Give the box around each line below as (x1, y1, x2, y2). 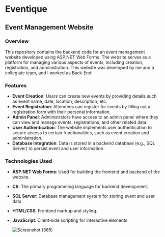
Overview (5, 38, 29, 45)
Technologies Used (5, 158, 53, 165)
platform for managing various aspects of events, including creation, (5, 59, 143, 65)
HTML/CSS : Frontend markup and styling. (12, 208, 98, 214)
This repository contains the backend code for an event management (5, 49, 145, 55)
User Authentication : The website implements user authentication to (12, 124, 152, 131)
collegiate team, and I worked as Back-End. (5, 70, 93, 76)
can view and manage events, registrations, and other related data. (12, 119, 148, 125)
